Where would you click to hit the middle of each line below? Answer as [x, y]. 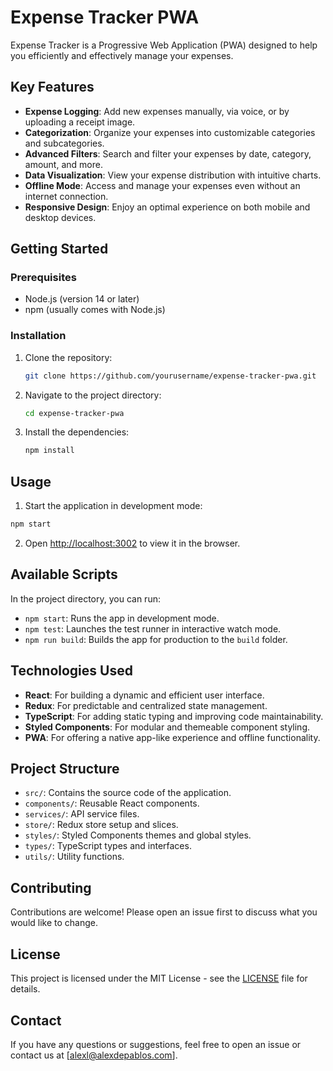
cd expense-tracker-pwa [74, 413]
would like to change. [54, 923]
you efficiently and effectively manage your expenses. [122, 55]
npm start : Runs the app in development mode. [122, 618]
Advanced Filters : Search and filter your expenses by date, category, [168, 153]
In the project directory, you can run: [85, 598]
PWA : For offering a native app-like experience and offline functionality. [172, 737]
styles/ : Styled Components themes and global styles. [138, 835]
